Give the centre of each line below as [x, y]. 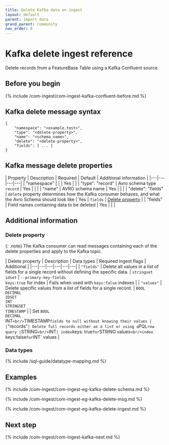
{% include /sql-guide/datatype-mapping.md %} [56, 361]
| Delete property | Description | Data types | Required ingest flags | [76, 261]
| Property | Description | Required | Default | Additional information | [77, 178]
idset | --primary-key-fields [36, 277]
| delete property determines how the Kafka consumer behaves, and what [82, 194]
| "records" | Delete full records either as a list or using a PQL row [80, 327]
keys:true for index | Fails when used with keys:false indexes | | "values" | [83, 283]
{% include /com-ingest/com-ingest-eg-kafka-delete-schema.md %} [78, 389]
